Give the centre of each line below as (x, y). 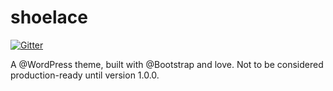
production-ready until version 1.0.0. (85, 75)
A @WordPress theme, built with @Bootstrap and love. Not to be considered (167, 64)
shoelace (49, 17)
